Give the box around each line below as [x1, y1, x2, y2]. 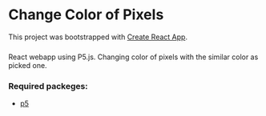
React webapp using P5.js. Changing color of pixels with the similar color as [8, 52, 259, 62]
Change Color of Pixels [8, 6, 164, 24]
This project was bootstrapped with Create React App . [8, 32, 188, 42]
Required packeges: [8, 80, 88, 91]
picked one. [8, 60, 47, 70]
